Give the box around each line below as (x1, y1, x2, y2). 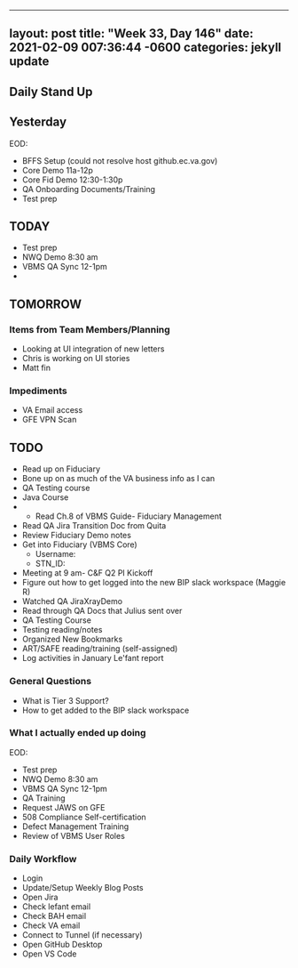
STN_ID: (35, 558, 66, 569)
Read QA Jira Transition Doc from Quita (21, 520, 167, 531)
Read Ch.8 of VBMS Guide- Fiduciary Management (35, 511, 222, 521)
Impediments (9, 384, 68, 397)
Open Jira (21, 891, 59, 903)
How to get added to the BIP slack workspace (21, 705, 190, 715)
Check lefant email (21, 901, 91, 912)
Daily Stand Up (9, 84, 93, 99)
